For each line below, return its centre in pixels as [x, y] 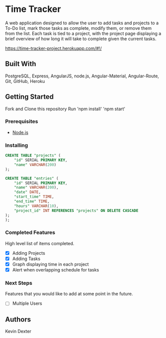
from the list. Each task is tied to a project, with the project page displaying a [83, 33]
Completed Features [30, 233]
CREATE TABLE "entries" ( [32, 178]
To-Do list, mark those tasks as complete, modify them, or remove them [79, 28]
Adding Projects [29, 253]
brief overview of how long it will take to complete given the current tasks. [81, 39]
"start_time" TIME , [34, 197]
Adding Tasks [26, 259]
